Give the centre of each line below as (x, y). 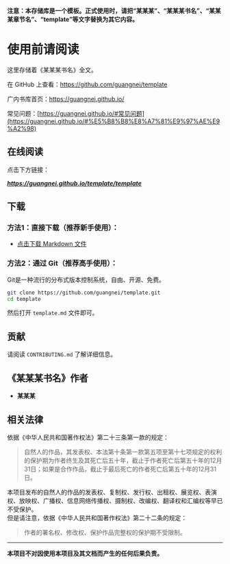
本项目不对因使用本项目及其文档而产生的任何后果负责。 (85, 553)
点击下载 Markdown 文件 (52, 244)
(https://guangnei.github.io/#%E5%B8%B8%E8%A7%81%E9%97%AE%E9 (114, 121)
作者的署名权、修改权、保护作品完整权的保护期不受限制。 (105, 532)
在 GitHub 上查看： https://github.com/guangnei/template (87, 84)
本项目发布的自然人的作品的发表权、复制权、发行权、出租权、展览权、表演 (112, 492)
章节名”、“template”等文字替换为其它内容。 (76, 19)
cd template (24, 299)
